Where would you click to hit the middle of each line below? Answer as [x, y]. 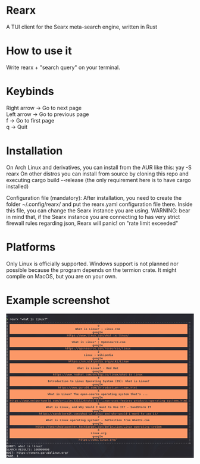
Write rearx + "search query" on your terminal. [63, 67]
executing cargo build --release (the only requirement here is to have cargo [99, 180]
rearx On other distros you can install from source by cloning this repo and [97, 174]
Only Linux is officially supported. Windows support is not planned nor [92, 264]
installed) [18, 186]
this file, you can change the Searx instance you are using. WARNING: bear [98, 210]
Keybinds [30, 91]
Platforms [31, 247]
